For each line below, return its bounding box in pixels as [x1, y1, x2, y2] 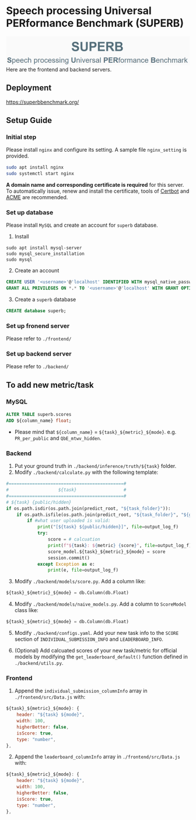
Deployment [6, 83, 52, 93]
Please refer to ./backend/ [6, 363, 69, 370]
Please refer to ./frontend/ [6, 335, 72, 342]
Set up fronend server [6, 322, 70, 330]
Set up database [6, 208, 54, 216]
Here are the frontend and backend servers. [6, 66, 112, 73]
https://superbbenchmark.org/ [6, 98, 79, 105]
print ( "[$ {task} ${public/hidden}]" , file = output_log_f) [37, 524, 179, 530]
